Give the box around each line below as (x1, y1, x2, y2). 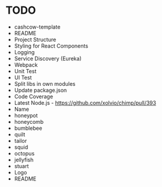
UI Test (14, 74, 32, 81)
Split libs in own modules (14, 80, 76, 87)
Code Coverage (14, 93, 54, 100)
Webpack (14, 61, 38, 68)
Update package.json (14, 86, 67, 93)
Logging (14, 48, 35, 55)
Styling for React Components (14, 42, 89, 49)
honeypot (14, 111, 38, 119)
